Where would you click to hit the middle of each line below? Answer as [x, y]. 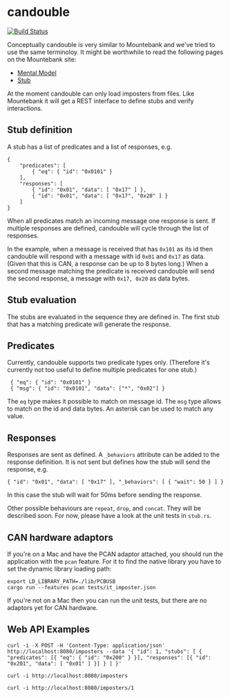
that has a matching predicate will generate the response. [89, 324]
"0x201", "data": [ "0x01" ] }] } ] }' [65, 663]
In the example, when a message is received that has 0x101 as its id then [110, 249]
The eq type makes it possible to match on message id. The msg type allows [114, 402]
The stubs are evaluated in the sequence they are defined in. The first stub [113, 316]
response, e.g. [28, 469]
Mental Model [37, 73]
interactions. [25, 108]
